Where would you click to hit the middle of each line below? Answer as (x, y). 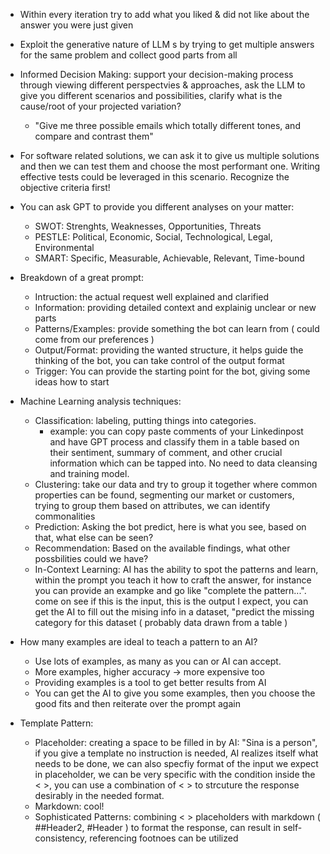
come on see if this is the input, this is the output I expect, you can (171, 601)
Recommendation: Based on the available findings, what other (162, 548)
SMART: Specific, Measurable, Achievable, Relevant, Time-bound (169, 258)
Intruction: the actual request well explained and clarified (152, 297)
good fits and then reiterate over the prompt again (137, 703)
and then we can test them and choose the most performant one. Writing (170, 166)
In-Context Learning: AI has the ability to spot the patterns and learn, (176, 569)
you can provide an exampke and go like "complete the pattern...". (170, 590)
